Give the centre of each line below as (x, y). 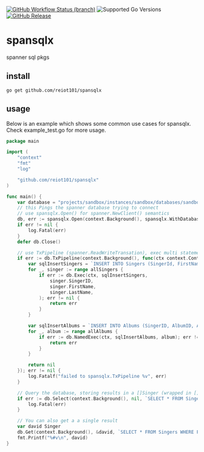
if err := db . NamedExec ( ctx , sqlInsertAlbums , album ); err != (119, 337)
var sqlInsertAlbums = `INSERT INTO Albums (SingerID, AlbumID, (111, 326)
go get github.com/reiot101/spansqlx (54, 90)
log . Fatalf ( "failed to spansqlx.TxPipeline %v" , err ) (97, 377)
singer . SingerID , (72, 281)
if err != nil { (38, 225)
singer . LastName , (72, 292)
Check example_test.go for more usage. (56, 130)
